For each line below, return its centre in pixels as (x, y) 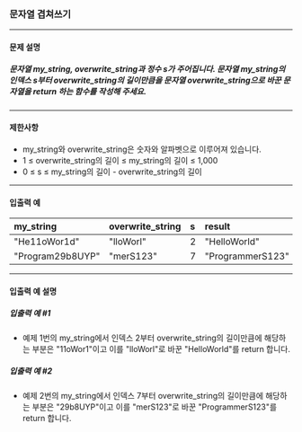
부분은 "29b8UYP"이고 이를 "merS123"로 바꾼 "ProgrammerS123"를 (154, 407)
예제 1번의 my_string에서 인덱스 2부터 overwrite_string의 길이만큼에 (142, 338)
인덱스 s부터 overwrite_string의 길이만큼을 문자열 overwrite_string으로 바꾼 (145, 80)
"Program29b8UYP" (57, 256)
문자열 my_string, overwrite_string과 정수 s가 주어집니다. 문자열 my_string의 (147, 69)
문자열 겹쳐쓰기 (40, 13)
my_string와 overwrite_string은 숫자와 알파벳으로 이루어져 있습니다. (142, 149)
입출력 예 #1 (30, 313)
